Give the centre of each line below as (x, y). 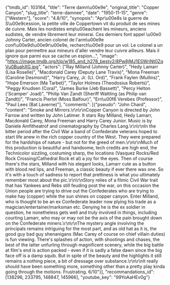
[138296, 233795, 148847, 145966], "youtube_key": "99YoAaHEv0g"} (78, 277)
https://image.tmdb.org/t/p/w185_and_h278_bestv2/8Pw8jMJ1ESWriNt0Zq (85, 61)
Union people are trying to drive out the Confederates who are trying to (80, 191)
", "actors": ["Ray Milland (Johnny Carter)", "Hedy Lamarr (98, 67)
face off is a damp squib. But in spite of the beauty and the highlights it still (83, 256)
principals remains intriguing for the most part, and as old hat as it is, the (81, 229)
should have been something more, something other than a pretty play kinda (85, 266)
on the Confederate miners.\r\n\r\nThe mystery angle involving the (75, 223)
